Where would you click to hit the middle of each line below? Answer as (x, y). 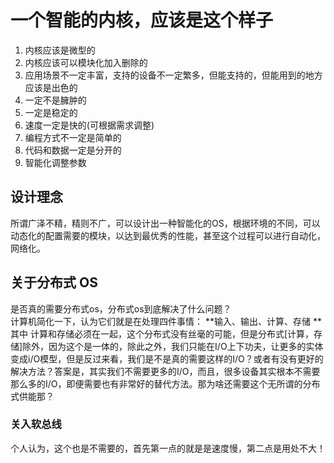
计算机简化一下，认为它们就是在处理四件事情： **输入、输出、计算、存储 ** (166, 321)
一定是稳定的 (51, 112)
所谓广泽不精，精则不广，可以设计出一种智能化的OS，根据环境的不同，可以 (165, 223)
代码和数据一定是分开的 (73, 150)
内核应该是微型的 (60, 50)
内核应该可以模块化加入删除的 (86, 62)
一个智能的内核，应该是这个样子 (142, 20)
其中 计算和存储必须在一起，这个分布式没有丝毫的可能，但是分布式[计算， (162, 333)
